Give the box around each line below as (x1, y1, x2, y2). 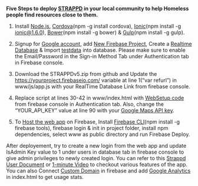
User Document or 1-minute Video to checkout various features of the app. (6, 161, 187, 168)
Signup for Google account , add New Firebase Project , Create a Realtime (14, 41, 192, 47)
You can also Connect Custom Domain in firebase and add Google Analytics (6, 167, 191, 174)
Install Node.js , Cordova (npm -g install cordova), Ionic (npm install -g (14, 23, 181, 29)
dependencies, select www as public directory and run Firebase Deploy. (14, 131, 190, 138)
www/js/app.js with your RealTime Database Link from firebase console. (14, 83, 190, 90)
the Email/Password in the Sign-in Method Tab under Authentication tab (14, 53, 189, 59)
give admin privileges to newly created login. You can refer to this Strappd (6, 155, 186, 161)
